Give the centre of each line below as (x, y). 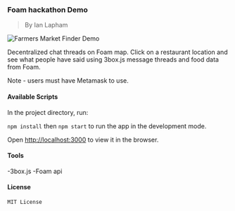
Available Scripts (33, 97)
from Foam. (24, 67)
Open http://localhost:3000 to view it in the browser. (83, 139)
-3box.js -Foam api (35, 171)
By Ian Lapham (46, 25)
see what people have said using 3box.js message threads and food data (113, 60)
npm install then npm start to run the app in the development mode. (107, 126)
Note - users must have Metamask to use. (68, 81)
